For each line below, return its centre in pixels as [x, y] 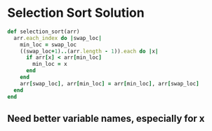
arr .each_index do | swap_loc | [58, 38]
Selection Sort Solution [76, 13]
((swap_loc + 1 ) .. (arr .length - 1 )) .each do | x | [89, 51]
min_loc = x [50, 64]
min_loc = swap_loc [48, 44]
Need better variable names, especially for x [106, 118]
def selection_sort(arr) [44, 32]
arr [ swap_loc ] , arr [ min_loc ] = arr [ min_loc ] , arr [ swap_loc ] [110, 83]
